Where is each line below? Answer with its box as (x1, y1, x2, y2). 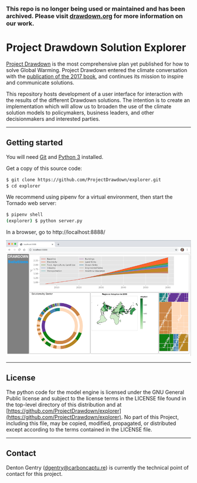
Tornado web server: (6, 200, 57, 207)
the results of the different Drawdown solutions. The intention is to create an (6, 96, 191, 104)
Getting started (6, 138, 63, 148)
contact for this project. (6, 470, 63, 477)
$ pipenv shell (6, 212, 43, 218)
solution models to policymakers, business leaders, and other (6, 109, 154, 116)
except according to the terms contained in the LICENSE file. (6, 426, 152, 433)
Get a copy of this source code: (6, 165, 82, 172)
